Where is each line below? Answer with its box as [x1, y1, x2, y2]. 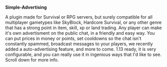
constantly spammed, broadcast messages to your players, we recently [5, 41, 153, 47]
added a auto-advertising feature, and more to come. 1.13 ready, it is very [5, 46, 156, 52]
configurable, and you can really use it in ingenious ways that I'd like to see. [5, 51, 162, 57]
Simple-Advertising [5, 5, 47, 10]
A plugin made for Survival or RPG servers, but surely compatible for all [5, 14, 153, 20]
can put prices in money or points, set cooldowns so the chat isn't [5, 35, 141, 41]
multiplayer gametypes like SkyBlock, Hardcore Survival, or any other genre [5, 20, 162, 25]
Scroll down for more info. [5, 57, 59, 62]
